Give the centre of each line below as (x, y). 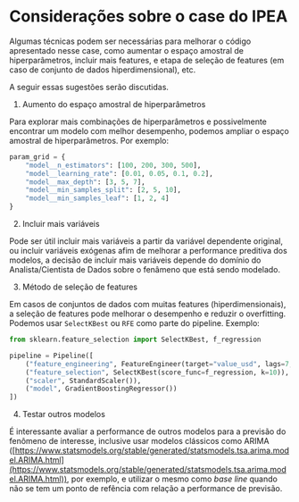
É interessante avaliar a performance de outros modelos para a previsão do (148, 431)
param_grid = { (37, 157)
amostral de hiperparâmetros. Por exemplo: (89, 140)
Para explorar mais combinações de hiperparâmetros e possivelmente (138, 121)
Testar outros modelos (63, 414)
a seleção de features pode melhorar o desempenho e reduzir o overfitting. (148, 314)
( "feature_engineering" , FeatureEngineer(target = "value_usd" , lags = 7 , (159, 364)
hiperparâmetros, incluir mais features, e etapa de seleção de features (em (147, 60)
